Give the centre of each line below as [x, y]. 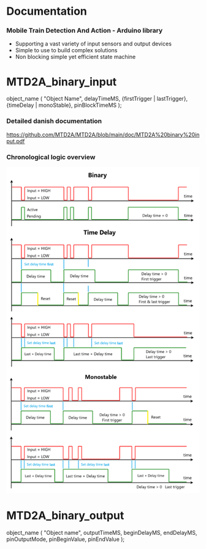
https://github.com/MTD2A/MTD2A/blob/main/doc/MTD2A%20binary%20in [103, 134]
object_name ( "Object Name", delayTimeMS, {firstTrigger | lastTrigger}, [97, 99]
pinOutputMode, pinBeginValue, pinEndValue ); [66, 539]
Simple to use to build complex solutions [66, 50]
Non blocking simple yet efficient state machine [75, 57]
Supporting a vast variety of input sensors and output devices [93, 44]
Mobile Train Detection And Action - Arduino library [85, 31]
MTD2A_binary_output [65, 516]
